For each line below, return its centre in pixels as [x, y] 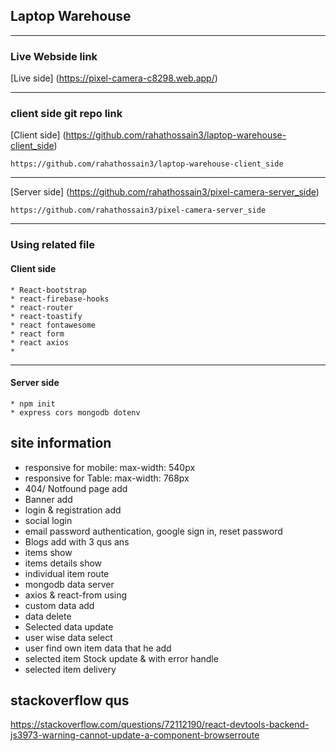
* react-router [42, 307]
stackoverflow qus [70, 700]
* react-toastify [46, 316]
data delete [48, 616]
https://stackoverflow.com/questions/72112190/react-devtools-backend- [160, 725]
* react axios [40, 342]
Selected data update [69, 626]
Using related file [52, 245]
